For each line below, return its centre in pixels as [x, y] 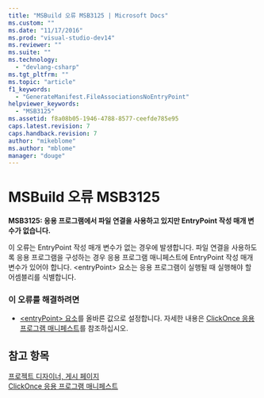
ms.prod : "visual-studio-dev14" [61, 38]
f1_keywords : [30, 89]
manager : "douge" [37, 155]
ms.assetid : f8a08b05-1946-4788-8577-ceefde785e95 [94, 119]
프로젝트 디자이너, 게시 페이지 [54, 377]
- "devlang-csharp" [48, 67]
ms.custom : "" [32, 23]
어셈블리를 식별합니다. [42, 277]
